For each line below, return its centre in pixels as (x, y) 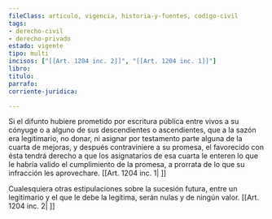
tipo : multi (29, 54)
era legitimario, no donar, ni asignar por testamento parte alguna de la (125, 139)
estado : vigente (36, 46)
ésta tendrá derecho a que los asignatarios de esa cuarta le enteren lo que (134, 156)
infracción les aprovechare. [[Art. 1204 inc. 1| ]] (88, 173)
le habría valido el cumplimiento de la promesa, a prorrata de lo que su (127, 165)
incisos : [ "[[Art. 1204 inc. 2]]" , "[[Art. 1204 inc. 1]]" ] (113, 62)
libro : (20, 69)
